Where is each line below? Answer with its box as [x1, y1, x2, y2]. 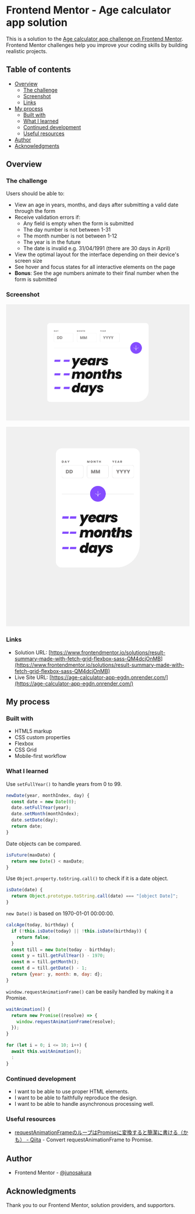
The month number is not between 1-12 [23, 232, 118, 240]
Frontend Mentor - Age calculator [6, 4, 171, 17]
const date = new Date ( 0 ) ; [11, 799, 77, 805]
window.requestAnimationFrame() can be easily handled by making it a [6, 988, 173, 995]
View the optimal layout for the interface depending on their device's [14, 251, 179, 258]
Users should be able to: [6, 190, 65, 197]
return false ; [16, 934, 51, 940]
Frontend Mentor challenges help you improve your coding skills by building [6, 42, 188, 49]
